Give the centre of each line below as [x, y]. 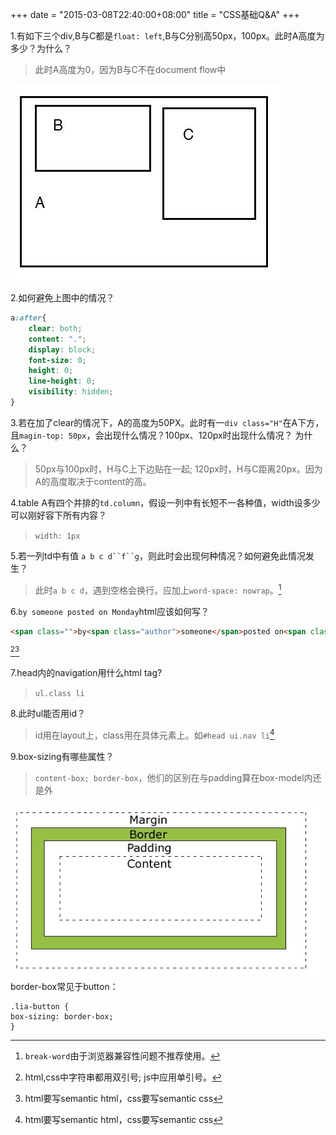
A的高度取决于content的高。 [93, 481]
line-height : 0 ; [62, 381]
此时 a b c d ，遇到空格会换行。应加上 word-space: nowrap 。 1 [158, 589]
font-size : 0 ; [57, 360]
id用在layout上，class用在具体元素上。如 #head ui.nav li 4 [154, 734]
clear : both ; [55, 328]
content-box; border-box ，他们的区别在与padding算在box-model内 [173, 777]
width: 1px [57, 536]
